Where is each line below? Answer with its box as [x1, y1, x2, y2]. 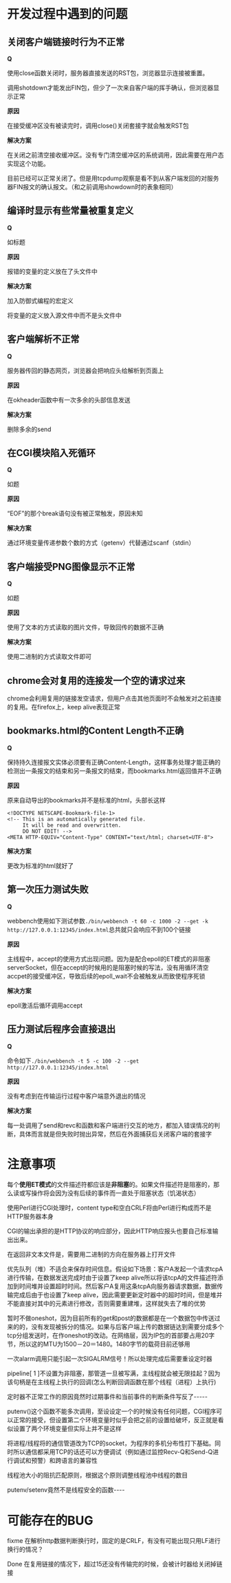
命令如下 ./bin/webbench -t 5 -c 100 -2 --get [7, 1056, 140, 1065]
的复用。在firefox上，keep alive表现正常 [7, 703, 120, 711]
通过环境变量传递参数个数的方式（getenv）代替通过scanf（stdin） [7, 539, 195, 547]
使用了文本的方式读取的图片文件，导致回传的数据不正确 [7, 623, 164, 631]
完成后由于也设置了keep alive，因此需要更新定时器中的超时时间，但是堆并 [12, 1291, 223, 1299]
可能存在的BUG [7, 1513, 94, 1528]
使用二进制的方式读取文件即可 [7, 653, 91, 661]
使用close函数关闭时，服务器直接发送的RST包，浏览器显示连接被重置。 [7, 69, 209, 77]
